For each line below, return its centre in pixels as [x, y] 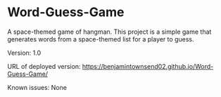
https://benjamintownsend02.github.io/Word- [148, 66]
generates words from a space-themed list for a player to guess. [101, 39]
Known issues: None [37, 87]
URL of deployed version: [44, 66]
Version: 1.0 [24, 53]
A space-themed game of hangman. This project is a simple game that [109, 32]
